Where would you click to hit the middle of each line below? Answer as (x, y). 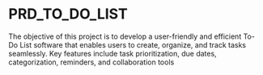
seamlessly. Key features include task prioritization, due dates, (112, 53)
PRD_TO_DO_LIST (68, 14)
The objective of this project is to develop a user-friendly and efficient (125, 36)
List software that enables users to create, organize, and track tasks (133, 44)
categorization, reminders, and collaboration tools (91, 62)
